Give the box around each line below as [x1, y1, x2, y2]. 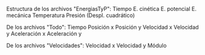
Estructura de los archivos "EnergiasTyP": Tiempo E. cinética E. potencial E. [6, 5, 197, 12]
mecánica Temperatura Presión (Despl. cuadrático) [6, 12, 135, 19]
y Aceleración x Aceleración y [6, 30, 82, 37]
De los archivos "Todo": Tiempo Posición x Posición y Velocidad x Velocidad [6, 24, 199, 31]
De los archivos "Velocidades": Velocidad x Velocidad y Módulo [6, 42, 167, 49]
